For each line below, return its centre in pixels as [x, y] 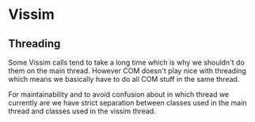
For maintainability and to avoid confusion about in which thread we [119, 94]
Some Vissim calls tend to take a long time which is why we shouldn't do [127, 62]
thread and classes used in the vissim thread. [82, 111]
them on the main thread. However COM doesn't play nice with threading [127, 71]
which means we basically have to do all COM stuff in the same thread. [124, 79]
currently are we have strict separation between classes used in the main [127, 103]
